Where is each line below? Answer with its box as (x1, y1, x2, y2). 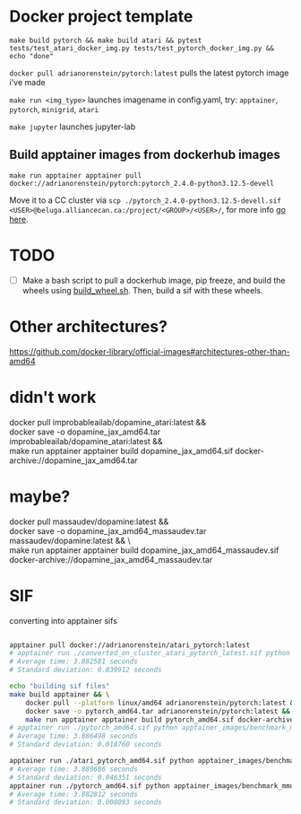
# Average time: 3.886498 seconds (9, 731, 139, 741)
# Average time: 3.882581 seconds (9, 657, 139, 666)
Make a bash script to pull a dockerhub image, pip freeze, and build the (21, 275, 286, 285)
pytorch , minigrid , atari (9, 103, 99, 114)
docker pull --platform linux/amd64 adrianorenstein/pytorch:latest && (25, 698, 298, 707)
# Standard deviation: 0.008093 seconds (9, 798, 163, 807)
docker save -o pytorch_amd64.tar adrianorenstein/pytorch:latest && (25, 706, 291, 715)
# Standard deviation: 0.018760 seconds (9, 740, 163, 749)
